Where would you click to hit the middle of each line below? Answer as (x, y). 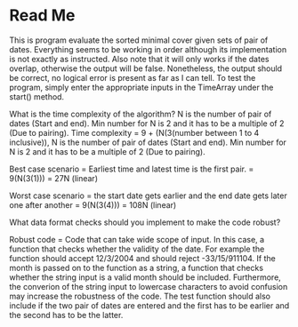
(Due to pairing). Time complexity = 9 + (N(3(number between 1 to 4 (134, 132)
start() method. (37, 96)
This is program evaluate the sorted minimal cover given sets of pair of (139, 40)
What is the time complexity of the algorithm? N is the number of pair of (141, 114)
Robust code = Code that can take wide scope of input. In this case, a (137, 239)
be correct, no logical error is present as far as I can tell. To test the (133, 77)
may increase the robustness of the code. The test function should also (140, 296)
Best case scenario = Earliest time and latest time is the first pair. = (132, 169)
